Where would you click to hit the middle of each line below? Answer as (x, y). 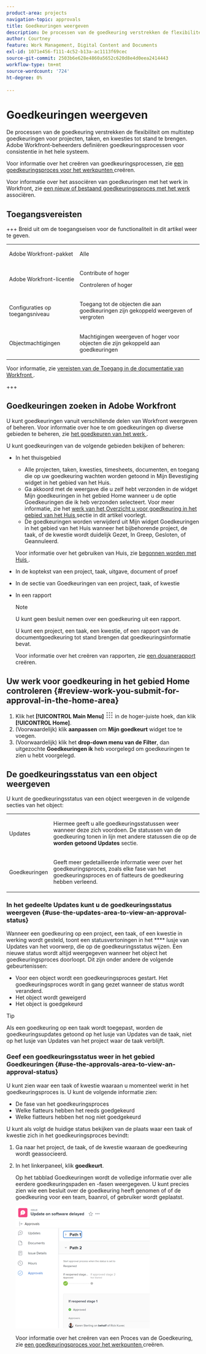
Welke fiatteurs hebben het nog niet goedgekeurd (78, 1117)
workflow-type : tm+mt (34, 64)
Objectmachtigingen (35, 343)
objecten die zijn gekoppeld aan (120, 343)
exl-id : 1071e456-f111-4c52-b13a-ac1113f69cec (67, 52)
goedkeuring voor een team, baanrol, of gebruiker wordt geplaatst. (99, 1197)
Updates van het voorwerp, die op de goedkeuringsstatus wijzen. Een (94, 946)
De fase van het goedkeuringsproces (62, 1104)
